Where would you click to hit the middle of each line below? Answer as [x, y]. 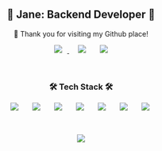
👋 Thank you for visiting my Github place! [81, 33]
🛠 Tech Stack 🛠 [81, 87]
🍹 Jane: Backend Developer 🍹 [81, 15]
